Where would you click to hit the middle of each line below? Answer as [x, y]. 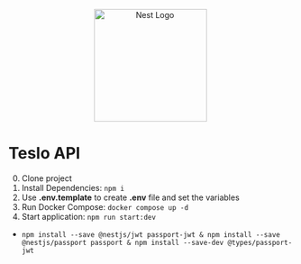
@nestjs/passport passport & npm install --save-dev [123, 242]
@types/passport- [260, 242]
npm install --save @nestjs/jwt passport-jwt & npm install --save [150, 234]
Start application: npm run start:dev [89, 216]
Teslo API [45, 154]
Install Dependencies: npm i [73, 187]
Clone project [47, 178]
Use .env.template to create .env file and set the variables [130, 197]
